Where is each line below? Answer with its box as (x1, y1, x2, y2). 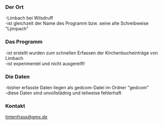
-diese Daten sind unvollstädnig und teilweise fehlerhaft (5, 90, 121, 96)
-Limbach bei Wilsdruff (5, 15, 53, 21)
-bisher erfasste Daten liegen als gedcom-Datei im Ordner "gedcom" (5, 84, 149, 90)
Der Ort (5, 4, 24, 11)
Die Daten (5, 73, 30, 80)
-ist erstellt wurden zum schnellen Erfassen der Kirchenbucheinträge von (5, 49, 158, 56)
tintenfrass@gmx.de (5, 114, 48, 120)
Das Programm (5, 38, 43, 45)
